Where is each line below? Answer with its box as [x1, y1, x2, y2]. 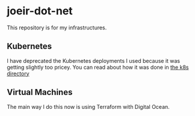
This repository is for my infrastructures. [7, 24, 107, 31]
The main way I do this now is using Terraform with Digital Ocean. [7, 103, 170, 110]
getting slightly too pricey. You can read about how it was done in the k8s [7, 63, 189, 71]
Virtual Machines [7, 87, 73, 97]
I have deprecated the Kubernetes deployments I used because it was [7, 57, 181, 64]
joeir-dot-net [7, 4, 73, 18]
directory [7, 70, 29, 77]
